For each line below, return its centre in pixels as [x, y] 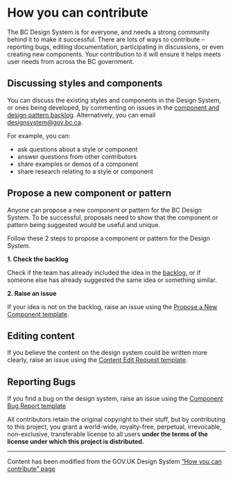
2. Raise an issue [32, 293]
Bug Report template [37, 406]
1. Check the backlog [38, 259]
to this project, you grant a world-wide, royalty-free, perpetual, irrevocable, [114, 427]
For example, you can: [39, 135]
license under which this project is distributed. [76, 442]
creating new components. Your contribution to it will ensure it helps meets [114, 54]
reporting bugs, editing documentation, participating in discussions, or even [115, 47]
